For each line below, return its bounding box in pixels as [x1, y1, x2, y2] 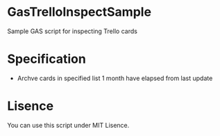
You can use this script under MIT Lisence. [7, 121, 130, 129]
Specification [7, 51, 87, 67]
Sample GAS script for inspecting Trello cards [7, 27, 137, 35]
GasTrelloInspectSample [7, 4, 151, 20]
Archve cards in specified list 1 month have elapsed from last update [17, 74, 213, 82]
